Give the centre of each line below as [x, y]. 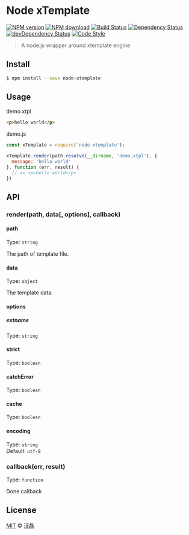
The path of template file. [38, 254]
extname [18, 320]
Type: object [22, 281]
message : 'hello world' [41, 162]
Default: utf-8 [23, 451]
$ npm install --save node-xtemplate [54, 78]
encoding [19, 431]
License [21, 510]
